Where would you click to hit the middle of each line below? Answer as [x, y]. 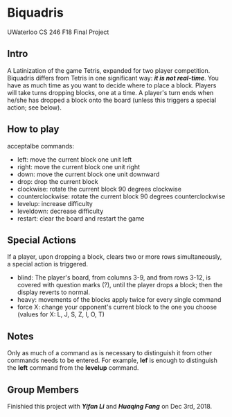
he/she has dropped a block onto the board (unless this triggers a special [112, 100]
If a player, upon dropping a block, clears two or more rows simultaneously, [115, 257]
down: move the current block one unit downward [88, 174]
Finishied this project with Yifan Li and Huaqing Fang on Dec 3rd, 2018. [110, 406]
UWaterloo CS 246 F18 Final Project [58, 32]
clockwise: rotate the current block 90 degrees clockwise [99, 189]
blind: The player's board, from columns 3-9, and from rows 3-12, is [114, 278]
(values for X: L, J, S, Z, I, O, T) [61, 314]
